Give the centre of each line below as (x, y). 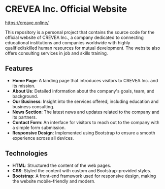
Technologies (27, 154)
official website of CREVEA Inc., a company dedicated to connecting (74, 37)
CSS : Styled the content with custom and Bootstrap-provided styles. (82, 170)
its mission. (24, 86)
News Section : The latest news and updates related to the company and (86, 112)
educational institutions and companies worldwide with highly (68, 42)
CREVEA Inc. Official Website (66, 9)
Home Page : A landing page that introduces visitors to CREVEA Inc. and (85, 80)
